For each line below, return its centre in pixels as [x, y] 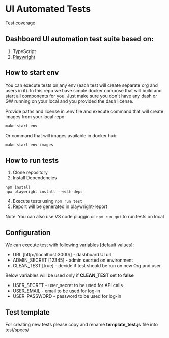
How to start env [32, 73]
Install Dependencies [35, 178]
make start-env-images [29, 145]
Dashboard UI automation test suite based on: [79, 39]
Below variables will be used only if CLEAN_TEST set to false [69, 275]
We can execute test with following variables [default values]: [70, 245]
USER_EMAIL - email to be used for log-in [56, 291]
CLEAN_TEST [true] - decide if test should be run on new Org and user [87, 266]
